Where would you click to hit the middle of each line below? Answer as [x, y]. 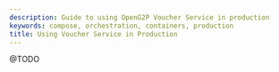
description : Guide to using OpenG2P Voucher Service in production [139, 17]
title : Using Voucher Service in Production [93, 34]
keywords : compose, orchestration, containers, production [122, 26]
